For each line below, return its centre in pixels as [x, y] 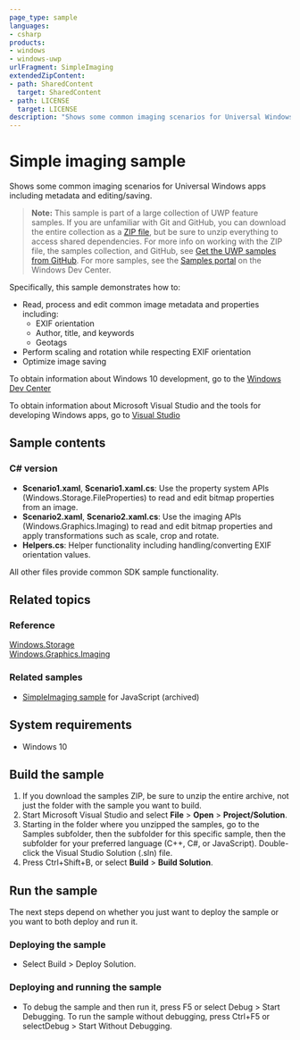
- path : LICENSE [39, 101]
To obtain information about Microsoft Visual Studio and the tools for [135, 406]
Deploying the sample [58, 945]
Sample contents [58, 443]
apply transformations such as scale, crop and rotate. [121, 535]
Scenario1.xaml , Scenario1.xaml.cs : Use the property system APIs [146, 488]
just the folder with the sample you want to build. [112, 806]
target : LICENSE [47, 109]
